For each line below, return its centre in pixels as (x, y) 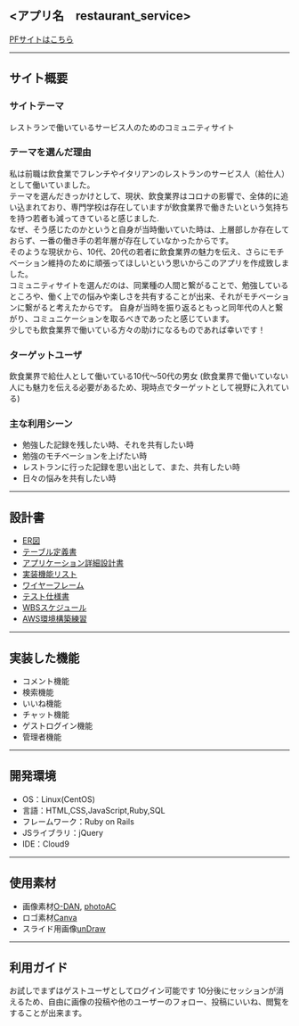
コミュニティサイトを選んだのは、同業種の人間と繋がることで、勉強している (149, 285)
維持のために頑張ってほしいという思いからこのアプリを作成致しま (169, 262)
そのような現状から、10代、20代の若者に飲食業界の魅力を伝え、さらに (139, 252)
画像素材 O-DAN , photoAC (69, 906)
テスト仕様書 (45, 597)
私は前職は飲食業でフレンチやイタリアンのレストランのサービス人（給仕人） (149, 173)
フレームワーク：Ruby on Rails (78, 821)
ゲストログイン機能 (57, 726)
